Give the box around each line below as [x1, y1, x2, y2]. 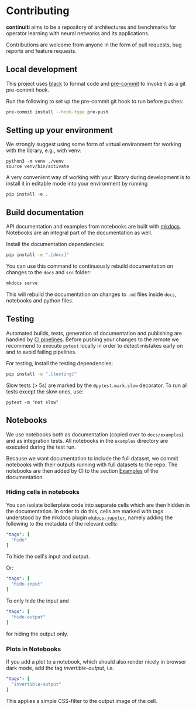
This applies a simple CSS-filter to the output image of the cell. [6, 697, 157, 704]
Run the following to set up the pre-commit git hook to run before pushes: [6, 97, 184, 105]
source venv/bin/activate [6, 163, 69, 170]
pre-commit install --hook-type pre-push [6, 109, 109, 115]
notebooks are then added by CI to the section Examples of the [6, 467, 159, 474]
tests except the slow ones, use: [6, 388, 84, 395]
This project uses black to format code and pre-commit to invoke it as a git [6, 80, 186, 87]
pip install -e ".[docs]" [6, 252, 69, 258]
